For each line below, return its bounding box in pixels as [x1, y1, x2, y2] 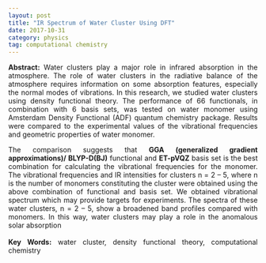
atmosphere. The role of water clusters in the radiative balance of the [8, 71, 258, 81]
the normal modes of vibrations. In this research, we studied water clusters [8, 88, 258, 97]
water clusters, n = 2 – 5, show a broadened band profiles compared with [8, 204, 258, 213]
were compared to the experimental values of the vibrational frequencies [8, 122, 258, 131]
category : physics [8, 33, 69, 42]
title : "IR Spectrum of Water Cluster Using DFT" [8, 19, 176, 27]
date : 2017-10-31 [8, 26, 66, 34]
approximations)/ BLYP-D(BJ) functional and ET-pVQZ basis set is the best [8, 153, 258, 163]
